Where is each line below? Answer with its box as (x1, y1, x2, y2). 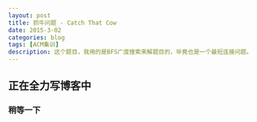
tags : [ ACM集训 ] (8, 41, 59, 49)
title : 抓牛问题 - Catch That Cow (8, 19, 117, 27)
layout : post (8, 11, 51, 20)
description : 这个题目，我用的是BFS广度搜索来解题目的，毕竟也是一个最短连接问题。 (8, 48, 253, 56)
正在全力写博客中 (8, 79, 91, 93)
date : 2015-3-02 (8, 26, 61, 34)
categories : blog (8, 33, 65, 42)
